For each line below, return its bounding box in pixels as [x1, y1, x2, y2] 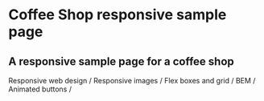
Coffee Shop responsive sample [8, 6, 227, 24]
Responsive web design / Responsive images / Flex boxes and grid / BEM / [8, 76, 256, 85]
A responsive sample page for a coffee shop [8, 55, 235, 68]
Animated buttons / [8, 84, 72, 94]
